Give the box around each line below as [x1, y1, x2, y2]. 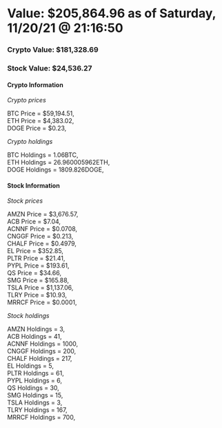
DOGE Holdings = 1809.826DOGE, [7, 165, 104, 174]
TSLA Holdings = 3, [7, 398, 63, 407]
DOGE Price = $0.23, [7, 124, 67, 133]
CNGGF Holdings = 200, [7, 347, 77, 355]
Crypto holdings [7, 138, 53, 146]
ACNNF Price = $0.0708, [7, 225, 78, 233]
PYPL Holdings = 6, [7, 376, 63, 385]
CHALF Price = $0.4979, [7, 239, 77, 248]
